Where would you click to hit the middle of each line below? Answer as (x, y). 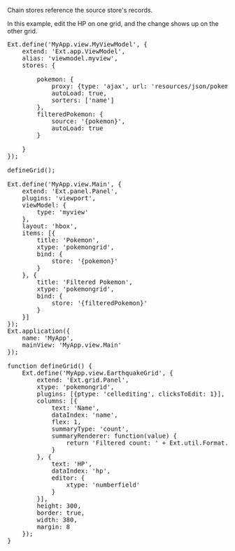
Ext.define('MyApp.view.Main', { (65, 184)
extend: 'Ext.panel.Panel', (70, 191)
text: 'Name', (76, 408)
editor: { (68, 478)
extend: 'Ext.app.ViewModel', (74, 51)
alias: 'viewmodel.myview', (70, 58)
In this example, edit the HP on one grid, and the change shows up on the (113, 23)
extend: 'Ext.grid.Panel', (83, 380)
